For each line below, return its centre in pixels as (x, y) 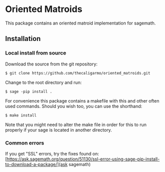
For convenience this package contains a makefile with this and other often (82, 100)
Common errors (25, 142)
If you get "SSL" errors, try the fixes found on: (52, 153)
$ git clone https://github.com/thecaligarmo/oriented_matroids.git (78, 73)
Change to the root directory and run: (44, 82)
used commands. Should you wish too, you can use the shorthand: (74, 106)
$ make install (21, 115)
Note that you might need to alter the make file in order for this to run (76, 124)
